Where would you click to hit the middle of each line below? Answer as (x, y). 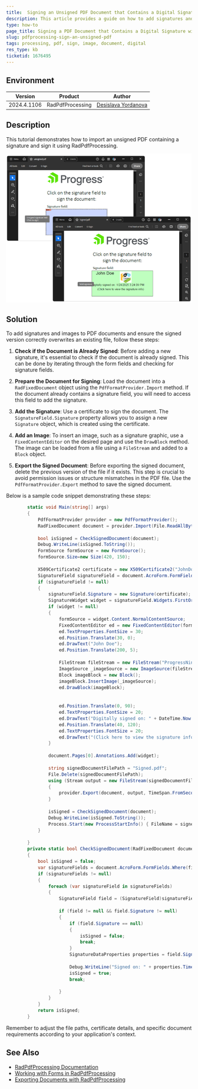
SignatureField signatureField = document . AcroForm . (103, 575)
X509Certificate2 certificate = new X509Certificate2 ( (106, 569)
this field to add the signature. (51, 400)
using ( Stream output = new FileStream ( (98, 780)
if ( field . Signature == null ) (106, 924)
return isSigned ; (59, 1011)
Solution (22, 319)
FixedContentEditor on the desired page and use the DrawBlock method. (102, 442)
